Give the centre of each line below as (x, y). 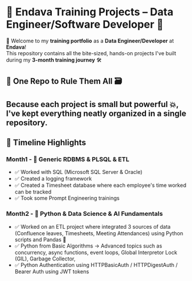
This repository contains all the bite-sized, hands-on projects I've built (91, 53)
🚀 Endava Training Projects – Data (90, 12)
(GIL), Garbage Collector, (45, 259)
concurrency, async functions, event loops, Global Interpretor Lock (96, 252)
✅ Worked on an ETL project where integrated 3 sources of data (92, 226)
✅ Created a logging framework (53, 179)
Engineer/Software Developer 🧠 (85, 24)
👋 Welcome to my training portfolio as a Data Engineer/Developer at (90, 41)
